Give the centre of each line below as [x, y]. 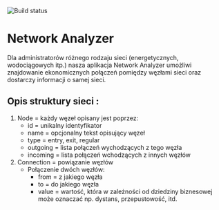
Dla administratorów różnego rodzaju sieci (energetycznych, [93, 57]
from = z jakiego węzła [70, 177]
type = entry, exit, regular [64, 140]
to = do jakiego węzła [68, 184]
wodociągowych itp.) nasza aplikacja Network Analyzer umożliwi [99, 65]
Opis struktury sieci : [53, 101]
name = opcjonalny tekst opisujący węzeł [86, 133]
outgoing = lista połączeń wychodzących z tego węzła [105, 147]
